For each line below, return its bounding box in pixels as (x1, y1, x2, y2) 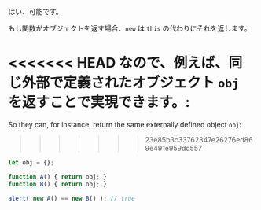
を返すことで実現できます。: (8, 94, 190, 112)
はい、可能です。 (8, 7, 63, 16)
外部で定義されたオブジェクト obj (22, 74, 240, 92)
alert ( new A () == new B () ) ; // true (8, 194, 135, 202)
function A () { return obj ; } (8, 172, 108, 181)
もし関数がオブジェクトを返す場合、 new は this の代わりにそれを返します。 (8, 24, 252, 33)
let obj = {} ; (8, 158, 55, 167)
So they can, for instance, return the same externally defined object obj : (8, 120, 242, 129)
